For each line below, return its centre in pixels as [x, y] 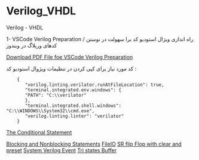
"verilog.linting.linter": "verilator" [74, 116]
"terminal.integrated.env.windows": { [73, 90]
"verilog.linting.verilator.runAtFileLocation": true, [94, 85]
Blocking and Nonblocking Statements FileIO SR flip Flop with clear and [94, 144]
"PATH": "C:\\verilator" [56, 95]
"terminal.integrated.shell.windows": [73, 106]
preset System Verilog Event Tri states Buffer [62, 150]
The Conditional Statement [39, 132]
